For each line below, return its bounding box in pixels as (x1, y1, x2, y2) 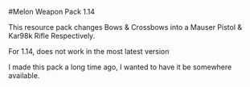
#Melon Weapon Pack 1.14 (8, 7, 95, 16)
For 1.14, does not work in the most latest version (8, 47, 170, 56)
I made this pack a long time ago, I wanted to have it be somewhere (8, 62, 232, 72)
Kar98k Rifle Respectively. (8, 31, 96, 40)
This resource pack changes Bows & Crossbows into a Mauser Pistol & (8, 23, 243, 31)
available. (8, 71, 40, 80)
